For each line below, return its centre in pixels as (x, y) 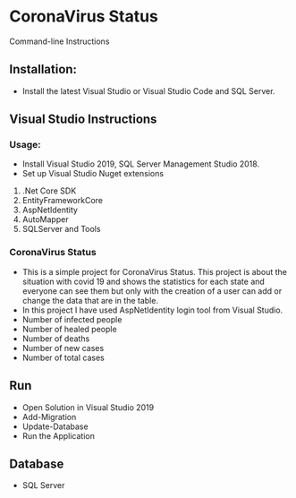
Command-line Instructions (59, 41)
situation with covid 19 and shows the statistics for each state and (144, 281)
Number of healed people (70, 329)
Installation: (43, 69)
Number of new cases (63, 348)
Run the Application (59, 435)
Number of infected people (72, 319)
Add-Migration (49, 416)
